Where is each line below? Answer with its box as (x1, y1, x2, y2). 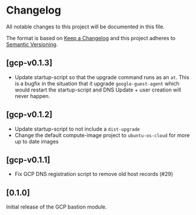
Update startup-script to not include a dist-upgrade (14, 125, 140, 132)
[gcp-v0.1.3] (6, 58, 53, 68)
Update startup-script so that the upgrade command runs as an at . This (14, 73, 190, 80)
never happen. (14, 92, 50, 99)
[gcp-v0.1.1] (6, 155, 50, 165)
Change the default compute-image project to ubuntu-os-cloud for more (14, 131, 190, 139)
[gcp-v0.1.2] (6, 110, 53, 120)
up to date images (14, 138, 59, 145)
